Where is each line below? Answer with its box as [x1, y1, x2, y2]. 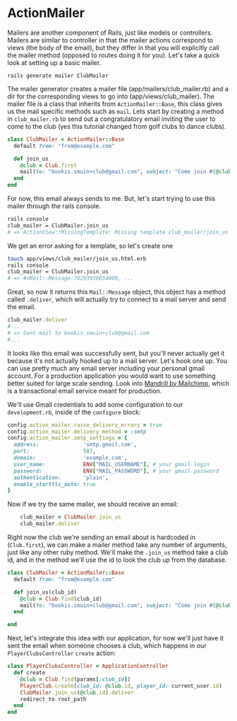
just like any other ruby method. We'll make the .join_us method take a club [7, 548, 229, 557]
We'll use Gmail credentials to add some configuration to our [7, 400, 183, 408]
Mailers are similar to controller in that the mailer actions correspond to [7, 35, 214, 44]
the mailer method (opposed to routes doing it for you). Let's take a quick [7, 51, 220, 59]
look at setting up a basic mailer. [7, 58, 102, 67]
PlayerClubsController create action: [7, 649, 116, 657]
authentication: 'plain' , [13, 474, 109, 481]
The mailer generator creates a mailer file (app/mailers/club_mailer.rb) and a [7, 84, 229, 93]
